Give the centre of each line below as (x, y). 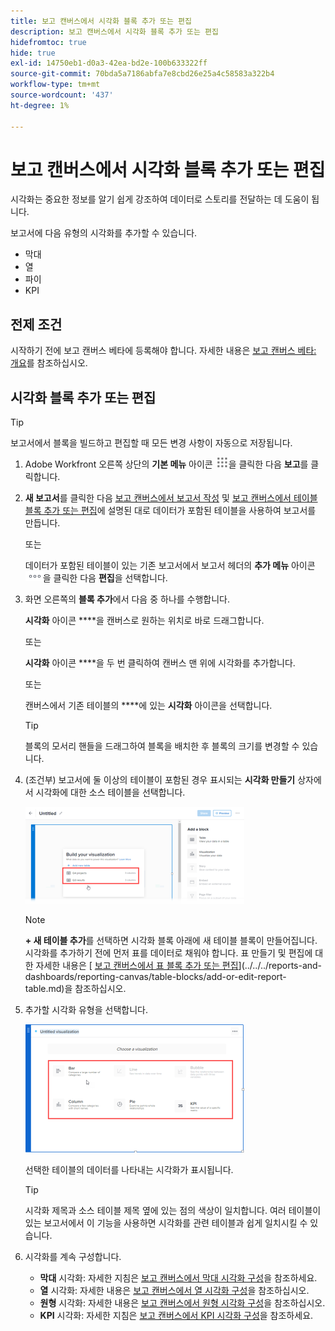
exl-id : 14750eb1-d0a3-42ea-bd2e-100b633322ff (109, 63)
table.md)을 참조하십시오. (75, 989)
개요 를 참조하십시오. (49, 363)
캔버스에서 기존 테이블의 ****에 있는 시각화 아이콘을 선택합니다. (148, 706)
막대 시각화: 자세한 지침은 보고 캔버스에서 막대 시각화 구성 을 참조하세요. (178, 1278)
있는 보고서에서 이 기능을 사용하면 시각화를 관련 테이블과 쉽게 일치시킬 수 (166, 1223)
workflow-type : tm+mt (55, 85)
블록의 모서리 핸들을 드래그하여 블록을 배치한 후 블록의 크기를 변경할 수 (162, 746)
